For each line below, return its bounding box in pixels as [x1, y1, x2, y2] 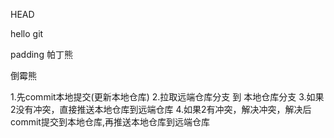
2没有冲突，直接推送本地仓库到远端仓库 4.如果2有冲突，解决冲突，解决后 [10, 104, 312, 115]
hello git [10, 28, 44, 39]
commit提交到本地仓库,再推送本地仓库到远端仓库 [10, 116, 210, 128]
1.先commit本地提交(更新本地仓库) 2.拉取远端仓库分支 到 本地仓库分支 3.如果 [10, 91, 325, 103]
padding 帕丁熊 [10, 49, 73, 60]
